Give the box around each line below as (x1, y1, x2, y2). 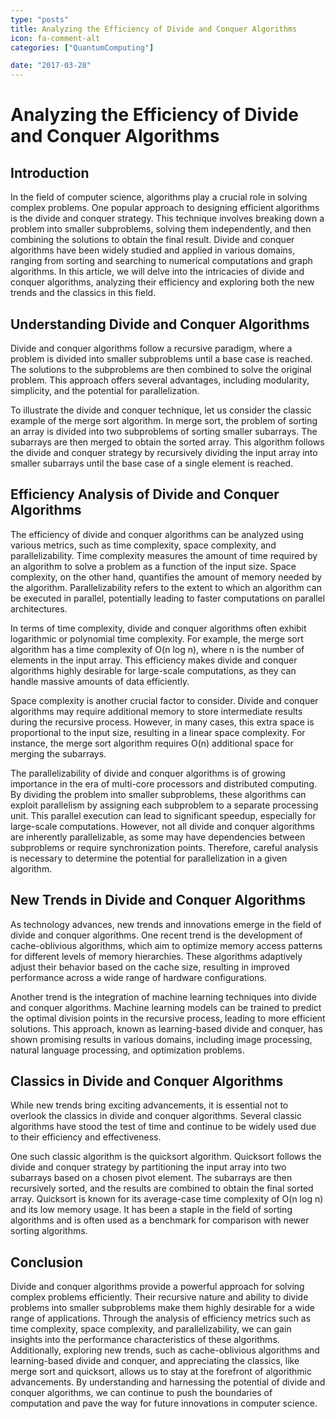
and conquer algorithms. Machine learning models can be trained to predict (10, 1001, 322, 1013)
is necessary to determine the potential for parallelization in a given (10, 852, 288, 864)
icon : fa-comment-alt (10, 33, 101, 43)
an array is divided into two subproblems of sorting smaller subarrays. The (10, 425, 318, 437)
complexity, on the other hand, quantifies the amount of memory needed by (10, 571, 323, 583)
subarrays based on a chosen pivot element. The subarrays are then (10, 1172, 293, 1184)
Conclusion (10, 1254, 84, 1271)
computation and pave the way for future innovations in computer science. (10, 1397, 318, 1410)
